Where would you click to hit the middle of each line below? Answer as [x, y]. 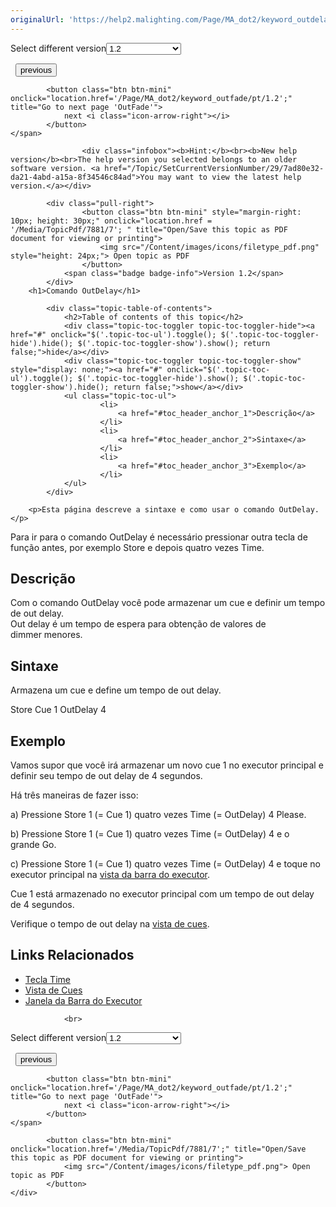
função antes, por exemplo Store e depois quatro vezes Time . [137, 547]
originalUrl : [37, 19]
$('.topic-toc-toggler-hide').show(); [158, 378]
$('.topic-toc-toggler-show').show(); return [174, 343]
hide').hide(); [42, 343]
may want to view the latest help [230, 177]
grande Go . [33, 845]
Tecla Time [47, 979]
